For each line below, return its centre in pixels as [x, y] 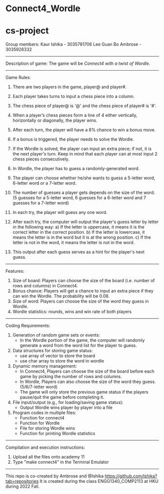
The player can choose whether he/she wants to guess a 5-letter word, [84, 178]
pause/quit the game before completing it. [62, 397]
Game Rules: [18, 77]
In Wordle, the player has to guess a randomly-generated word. [76, 169]
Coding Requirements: [28, 326]
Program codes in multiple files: [44, 413]
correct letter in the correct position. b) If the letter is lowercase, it [79, 232]
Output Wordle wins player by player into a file [66, 408]
